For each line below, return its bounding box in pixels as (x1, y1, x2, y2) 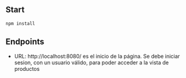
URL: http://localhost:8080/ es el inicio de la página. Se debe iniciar (14, 52, 180, 60)
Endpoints (5, 37, 45, 47)
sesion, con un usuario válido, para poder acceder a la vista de (14, 59, 169, 66)
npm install (5, 20, 35, 26)
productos (14, 65, 40, 72)
